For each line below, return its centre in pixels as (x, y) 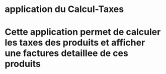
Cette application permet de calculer (83, 32)
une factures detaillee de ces (67, 53)
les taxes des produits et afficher (75, 43)
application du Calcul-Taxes (64, 9)
